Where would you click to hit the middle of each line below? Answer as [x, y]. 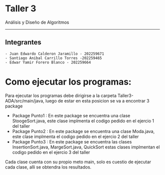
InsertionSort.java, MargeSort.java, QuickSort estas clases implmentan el [86, 147]
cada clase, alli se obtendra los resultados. [48, 167]
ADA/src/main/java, [25, 101]
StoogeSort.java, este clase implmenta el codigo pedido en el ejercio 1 [83, 121]
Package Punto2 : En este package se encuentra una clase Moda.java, [83, 131]
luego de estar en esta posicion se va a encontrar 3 [97, 101]
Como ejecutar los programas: [68, 82]
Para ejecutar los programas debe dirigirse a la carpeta [61, 95]
